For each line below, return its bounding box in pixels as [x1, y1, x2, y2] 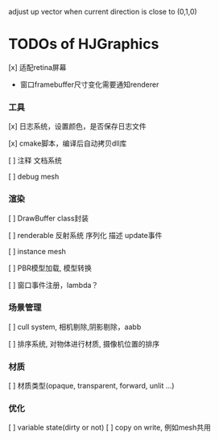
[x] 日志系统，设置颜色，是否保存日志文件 [8, 121, 147, 131]
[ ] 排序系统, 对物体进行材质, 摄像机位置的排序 [8, 339, 160, 348]
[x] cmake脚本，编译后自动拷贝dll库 [8, 138, 127, 148]
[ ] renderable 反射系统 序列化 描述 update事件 [8, 230, 163, 240]
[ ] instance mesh [8, 246, 67, 256]
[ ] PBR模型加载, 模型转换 [8, 263, 93, 273]
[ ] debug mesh [8, 172, 60, 182]
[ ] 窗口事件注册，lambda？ [8, 280, 99, 290]
